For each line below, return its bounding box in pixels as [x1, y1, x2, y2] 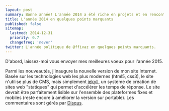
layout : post [5, 7, 33, 12]
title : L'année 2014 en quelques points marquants [5, 16, 114, 21]
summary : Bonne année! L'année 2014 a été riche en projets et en [5, 12, 147, 17]
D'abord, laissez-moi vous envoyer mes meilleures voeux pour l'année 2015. [5, 58, 163, 64]
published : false [5, 21, 42, 26]
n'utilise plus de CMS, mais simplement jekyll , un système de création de [5, 78, 156, 84]
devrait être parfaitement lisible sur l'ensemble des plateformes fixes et [5, 89, 153, 95]
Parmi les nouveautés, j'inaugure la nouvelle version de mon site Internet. [5, 68, 157, 74]
